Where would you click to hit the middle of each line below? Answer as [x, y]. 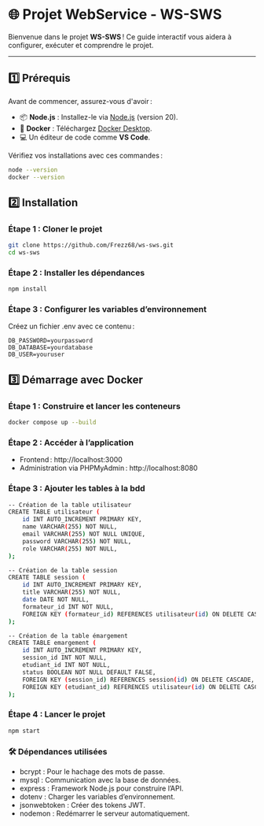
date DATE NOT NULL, [56, 600]
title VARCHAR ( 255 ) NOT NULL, [72, 592]
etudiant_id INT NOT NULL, [66, 665]
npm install [27, 289]
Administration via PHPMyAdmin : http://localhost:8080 [108, 468]
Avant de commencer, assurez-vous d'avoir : [81, 101]
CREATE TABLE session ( [47, 578]
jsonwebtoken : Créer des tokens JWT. [82, 805]
